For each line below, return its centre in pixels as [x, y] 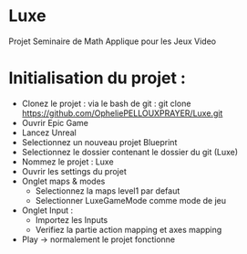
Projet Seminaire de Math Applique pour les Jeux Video [112, 41]
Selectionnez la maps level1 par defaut [108, 190]
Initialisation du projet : [97, 78]
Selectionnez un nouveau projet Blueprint [99, 142]
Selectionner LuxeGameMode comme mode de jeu [131, 200]
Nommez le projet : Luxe [68, 162]
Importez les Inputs [72, 219]
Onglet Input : [47, 210]
